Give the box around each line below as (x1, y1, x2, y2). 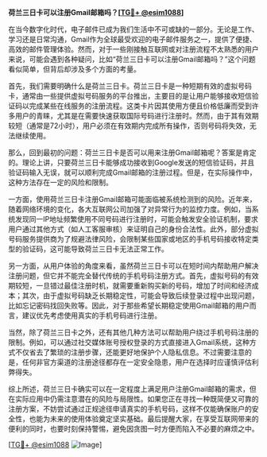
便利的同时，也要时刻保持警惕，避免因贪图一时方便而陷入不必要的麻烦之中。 (8, 424, 259, 433)
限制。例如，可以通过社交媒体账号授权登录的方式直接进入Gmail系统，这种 (8, 338, 250, 347)
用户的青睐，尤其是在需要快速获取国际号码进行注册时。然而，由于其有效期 (14, 111, 259, 120)
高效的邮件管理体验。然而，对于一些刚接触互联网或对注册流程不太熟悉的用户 (8, 45, 259, 54)
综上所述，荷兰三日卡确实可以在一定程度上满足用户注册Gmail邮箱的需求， (8, 385, 250, 393)
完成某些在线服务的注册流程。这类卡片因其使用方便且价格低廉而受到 (29, 101, 252, 110)
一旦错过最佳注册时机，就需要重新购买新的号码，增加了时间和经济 (35, 281, 252, 290)
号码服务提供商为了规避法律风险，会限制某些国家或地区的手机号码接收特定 (8, 234, 252, 243)
